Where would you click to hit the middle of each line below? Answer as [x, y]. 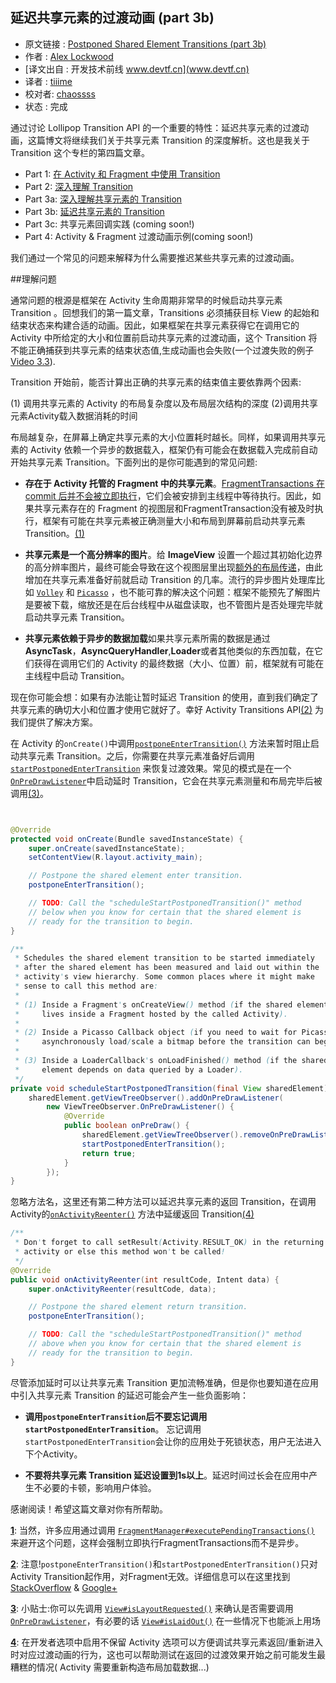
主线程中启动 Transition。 [77, 675]
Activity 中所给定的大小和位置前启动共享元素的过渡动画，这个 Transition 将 [164, 337]
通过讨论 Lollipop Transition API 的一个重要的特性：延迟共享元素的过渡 [155, 127]
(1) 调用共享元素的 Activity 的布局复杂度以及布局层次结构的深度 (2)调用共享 [164, 403]
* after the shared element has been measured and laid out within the [167, 968]
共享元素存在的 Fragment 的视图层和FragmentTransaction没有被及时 [174, 508]
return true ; [109, 1153]
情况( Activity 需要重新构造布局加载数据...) [123, 1667]
